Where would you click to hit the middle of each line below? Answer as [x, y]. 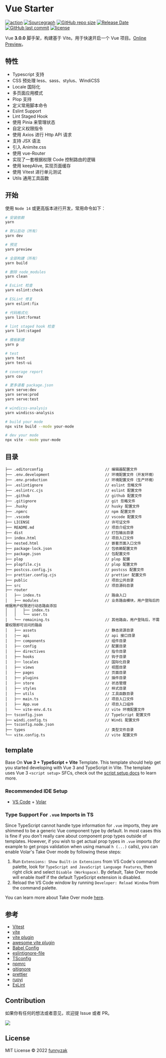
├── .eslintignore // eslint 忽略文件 [74, 485]
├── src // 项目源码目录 [69, 586]
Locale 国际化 [26, 87]
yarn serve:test [22, 399]
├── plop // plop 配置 [68, 559]
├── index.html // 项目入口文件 [69, 538]
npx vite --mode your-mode [33, 440]
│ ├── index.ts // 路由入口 [66, 595]
